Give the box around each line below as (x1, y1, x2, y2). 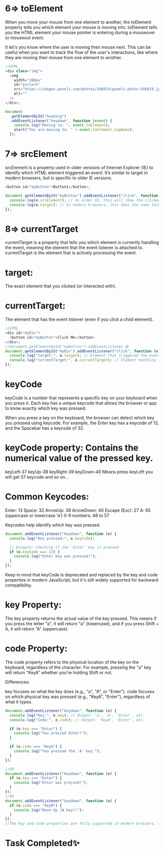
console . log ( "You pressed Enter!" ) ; (14, 731, 89, 736)
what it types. (5, 699, 33, 704)
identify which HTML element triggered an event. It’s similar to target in (5, 170, 148, 175)
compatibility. (5, 582, 33, 588)
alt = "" (14, 91, 27, 96)
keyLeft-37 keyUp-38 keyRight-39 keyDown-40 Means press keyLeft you (5, 469, 153, 475)
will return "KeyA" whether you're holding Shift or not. (5, 669, 113, 675)
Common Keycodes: (5, 491, 89, 503)
